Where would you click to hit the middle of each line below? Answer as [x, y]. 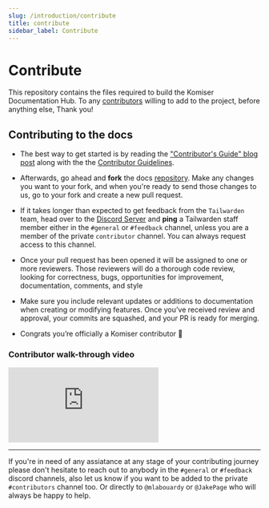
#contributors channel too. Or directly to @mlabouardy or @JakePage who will [132, 487]
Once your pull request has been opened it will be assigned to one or [134, 260]
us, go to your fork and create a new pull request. [101, 195]
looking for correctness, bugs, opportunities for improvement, [122, 277]
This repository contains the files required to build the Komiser [111, 92]
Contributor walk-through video [71, 355]
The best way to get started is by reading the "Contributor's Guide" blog [139, 154]
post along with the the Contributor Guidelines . [97, 163]
